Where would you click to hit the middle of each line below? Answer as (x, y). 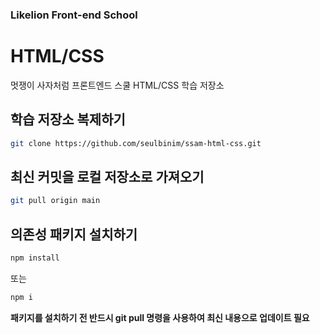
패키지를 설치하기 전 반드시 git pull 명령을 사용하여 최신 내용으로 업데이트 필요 (160, 317)
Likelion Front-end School (74, 15)
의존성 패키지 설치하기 (74, 234)
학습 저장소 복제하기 (68, 119)
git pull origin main (55, 201)
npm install (35, 258)
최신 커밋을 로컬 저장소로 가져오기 (107, 176)
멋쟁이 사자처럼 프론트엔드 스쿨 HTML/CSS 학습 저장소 (117, 85)
